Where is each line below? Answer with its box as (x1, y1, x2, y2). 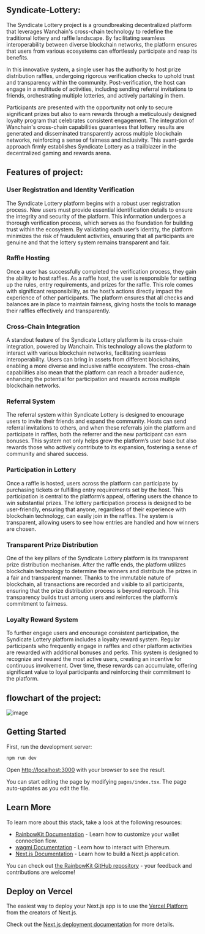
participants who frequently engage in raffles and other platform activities (6, 643, 193, 650)
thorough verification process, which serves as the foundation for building (6, 219, 193, 226)
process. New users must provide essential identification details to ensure (6, 206, 193, 214)
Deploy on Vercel (6, 886, 73, 897)
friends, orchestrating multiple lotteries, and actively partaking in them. (6, 91, 185, 99)
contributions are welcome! (6, 868, 75, 876)
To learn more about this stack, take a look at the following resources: (6, 819, 182, 826)
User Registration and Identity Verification (6, 185, 135, 194)
